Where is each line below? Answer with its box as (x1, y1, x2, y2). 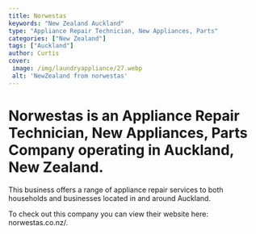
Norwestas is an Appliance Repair (8, 107, 240, 125)
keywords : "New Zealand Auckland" (8, 19, 125, 27)
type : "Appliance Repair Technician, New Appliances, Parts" (8, 27, 219, 35)
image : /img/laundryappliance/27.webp (11, 65, 143, 73)
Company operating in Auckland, (8, 140, 234, 159)
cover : (8, 57, 31, 65)
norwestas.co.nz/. (8, 217, 69, 227)
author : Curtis (8, 49, 60, 57)
